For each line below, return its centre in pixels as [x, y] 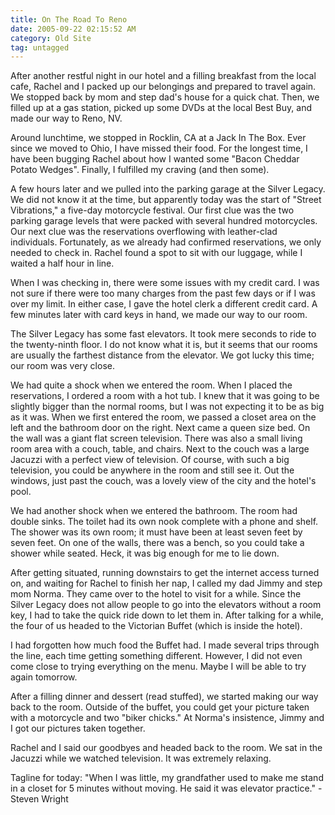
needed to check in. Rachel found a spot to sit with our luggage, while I [156, 253]
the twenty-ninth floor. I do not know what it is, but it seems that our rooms [164, 345]
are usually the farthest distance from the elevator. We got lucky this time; [162, 355]
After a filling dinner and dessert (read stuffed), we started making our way [164, 697]
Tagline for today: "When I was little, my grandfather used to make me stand [167, 778]
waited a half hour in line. [62, 263]
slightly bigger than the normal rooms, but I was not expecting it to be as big [167, 407]
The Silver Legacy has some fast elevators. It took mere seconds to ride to [163, 334]
